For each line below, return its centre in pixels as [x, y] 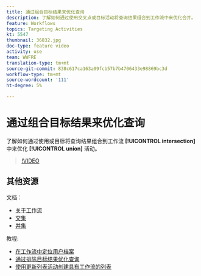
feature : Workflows [31, 23]
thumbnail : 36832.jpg [34, 40]
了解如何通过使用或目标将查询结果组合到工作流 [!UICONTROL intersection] [101, 141]
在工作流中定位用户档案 [44, 251]
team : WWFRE [21, 57]
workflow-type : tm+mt [34, 74]
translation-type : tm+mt [38, 63]
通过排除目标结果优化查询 [47, 259]
